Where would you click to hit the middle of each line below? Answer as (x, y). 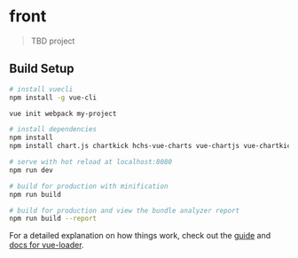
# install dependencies (53, 129)
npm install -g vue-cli (53, 98)
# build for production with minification (89, 186)
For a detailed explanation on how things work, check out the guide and (140, 236)
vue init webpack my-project (63, 113)
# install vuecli (41, 89)
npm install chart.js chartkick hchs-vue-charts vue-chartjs (125, 146)
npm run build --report (53, 219)
